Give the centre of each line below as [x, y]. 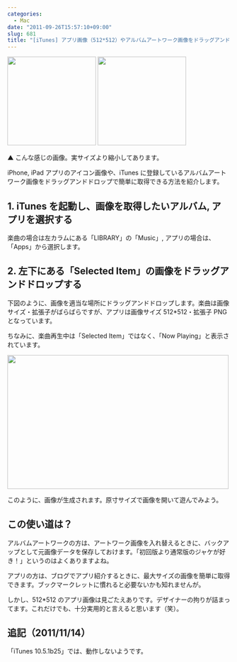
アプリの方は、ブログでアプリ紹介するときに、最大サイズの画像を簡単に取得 [119, 575]
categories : [25, 14]
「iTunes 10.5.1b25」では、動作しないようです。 [77, 651]
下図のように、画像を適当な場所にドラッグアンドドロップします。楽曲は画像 [118, 303]
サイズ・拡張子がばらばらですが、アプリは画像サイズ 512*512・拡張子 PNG [117, 311]
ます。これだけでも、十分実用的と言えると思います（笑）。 [98, 608]
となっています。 [32, 321]
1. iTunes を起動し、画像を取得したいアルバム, [109, 206]
